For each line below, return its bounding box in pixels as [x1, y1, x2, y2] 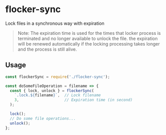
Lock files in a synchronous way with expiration [5, 20, 105, 26]
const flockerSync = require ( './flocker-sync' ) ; [5, 74, 110, 79]
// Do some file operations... [10, 116, 76, 121]
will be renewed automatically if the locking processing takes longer [17, 40, 160, 47]
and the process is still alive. [17, 46, 77, 52]
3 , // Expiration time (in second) [14, 98, 133, 103]
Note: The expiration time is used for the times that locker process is [17, 30, 161, 36]
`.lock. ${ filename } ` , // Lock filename [14, 93, 101, 98]
